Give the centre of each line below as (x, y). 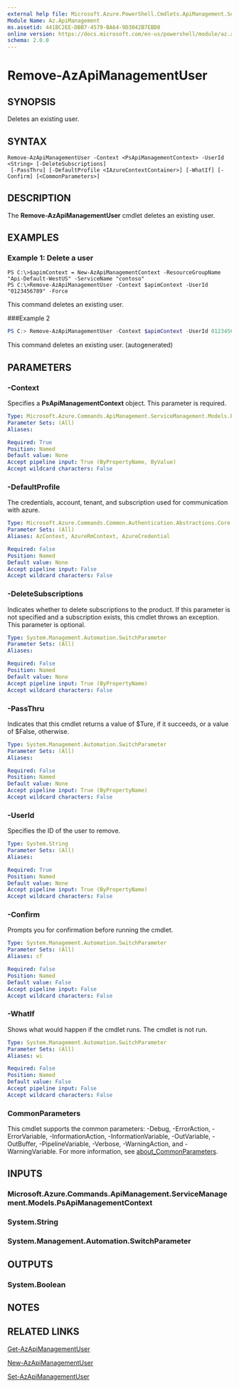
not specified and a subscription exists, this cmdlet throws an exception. (113, 617)
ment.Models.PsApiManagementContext (80, 1203)
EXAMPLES (33, 238)
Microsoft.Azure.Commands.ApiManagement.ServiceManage (117, 1194)
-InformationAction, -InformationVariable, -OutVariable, (130, 1137)
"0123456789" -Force (38, 291)
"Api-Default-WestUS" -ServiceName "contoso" (76, 279)
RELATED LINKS (43, 1332)
